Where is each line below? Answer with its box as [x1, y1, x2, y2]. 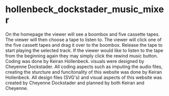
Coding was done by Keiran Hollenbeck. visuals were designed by [5, 58, 144, 64]
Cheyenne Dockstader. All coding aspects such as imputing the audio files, [5, 63, 163, 70]
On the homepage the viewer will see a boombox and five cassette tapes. [5, 31, 160, 37]
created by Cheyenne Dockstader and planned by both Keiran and [5, 80, 144, 86]
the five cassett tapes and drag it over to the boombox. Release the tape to [5, 42, 163, 48]
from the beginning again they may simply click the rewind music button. [5, 52, 158, 59]
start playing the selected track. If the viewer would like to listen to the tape [5, 47, 163, 53]
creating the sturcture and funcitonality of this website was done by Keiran [5, 69, 162, 75]
